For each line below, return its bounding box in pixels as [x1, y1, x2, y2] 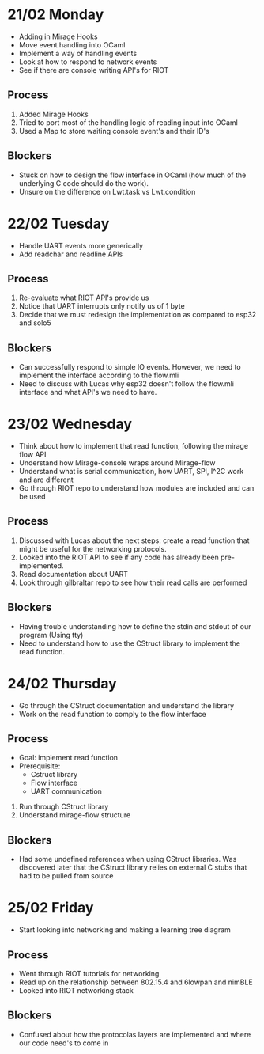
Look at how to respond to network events [18, 57, 157, 66]
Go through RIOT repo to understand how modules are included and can [18, 483, 255, 493]
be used [18, 492, 46, 502]
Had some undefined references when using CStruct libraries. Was [18, 855, 237, 864]
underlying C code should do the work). [18, 178, 149, 188]
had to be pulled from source [18, 871, 114, 881]
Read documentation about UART [18, 569, 128, 578]
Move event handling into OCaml [18, 40, 126, 49]
